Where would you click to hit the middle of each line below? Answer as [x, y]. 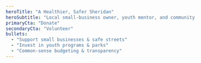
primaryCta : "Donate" [33, 23]
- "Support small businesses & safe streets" [69, 40]
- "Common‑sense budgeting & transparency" [66, 51]
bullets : [17, 34]
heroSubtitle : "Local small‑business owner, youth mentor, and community [101, 17]
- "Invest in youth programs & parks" [60, 46]
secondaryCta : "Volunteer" [40, 28]
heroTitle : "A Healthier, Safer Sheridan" [60, 12]
